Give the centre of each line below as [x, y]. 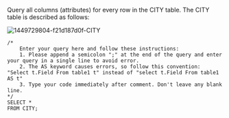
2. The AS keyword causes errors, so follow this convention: [110, 67]
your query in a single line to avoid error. [73, 61]
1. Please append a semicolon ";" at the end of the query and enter [121, 55]
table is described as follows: [48, 17]
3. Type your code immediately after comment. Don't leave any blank [121, 85]
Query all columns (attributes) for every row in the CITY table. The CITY [108, 10]
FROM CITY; [23, 108]
